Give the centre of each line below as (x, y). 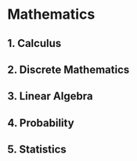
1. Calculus (34, 43)
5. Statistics (37, 150)
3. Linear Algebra (50, 97)
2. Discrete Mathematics (68, 69)
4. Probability (41, 123)
